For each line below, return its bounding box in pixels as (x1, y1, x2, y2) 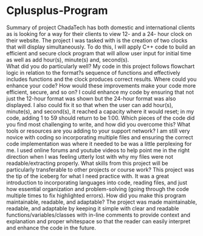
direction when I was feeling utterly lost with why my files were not (6, 153, 173, 160)
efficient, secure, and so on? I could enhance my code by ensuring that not (6, 88, 194, 95)
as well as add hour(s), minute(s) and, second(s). (6, 56, 129, 63)
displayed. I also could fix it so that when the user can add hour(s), (6, 101, 173, 108)
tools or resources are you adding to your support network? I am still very (6, 127, 190, 134)
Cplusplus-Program (6, 4, 108, 18)
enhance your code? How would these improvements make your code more (6, 82, 196, 89)
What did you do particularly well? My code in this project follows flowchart (6, 62, 195, 70)
